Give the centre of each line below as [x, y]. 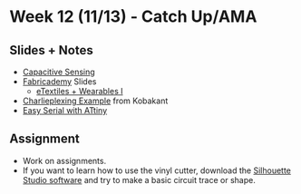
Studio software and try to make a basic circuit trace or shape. [139, 179]
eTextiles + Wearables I [80, 91]
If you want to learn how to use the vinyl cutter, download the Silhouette [157, 170]
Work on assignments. [64, 160]
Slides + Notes [51, 50]
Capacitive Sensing [58, 72]
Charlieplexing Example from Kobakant [95, 101]
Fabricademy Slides [59, 82]
